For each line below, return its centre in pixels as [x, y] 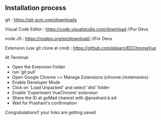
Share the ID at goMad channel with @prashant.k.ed [64, 98]
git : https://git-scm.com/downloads [41, 19]
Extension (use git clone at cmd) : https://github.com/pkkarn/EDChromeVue [81, 48]
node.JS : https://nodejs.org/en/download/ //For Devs [59, 38]
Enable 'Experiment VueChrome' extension [55, 92]
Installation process [36, 8]
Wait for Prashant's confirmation [44, 103]
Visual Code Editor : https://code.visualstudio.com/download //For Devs [77, 29]
